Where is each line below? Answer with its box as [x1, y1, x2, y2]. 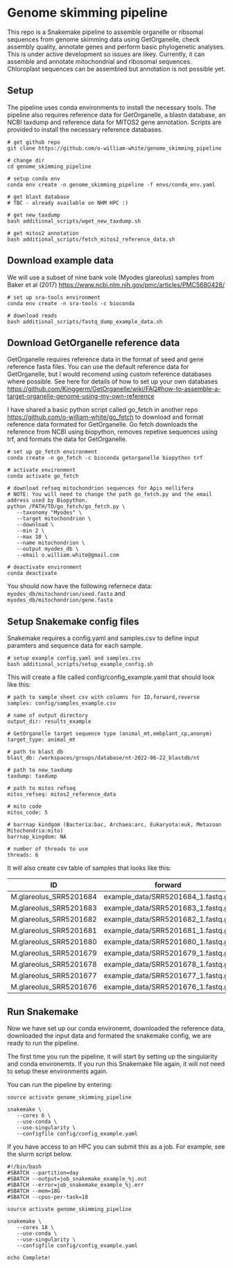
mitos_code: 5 [7, 809, 49, 816]
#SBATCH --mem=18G [7, 1188, 60, 1194]
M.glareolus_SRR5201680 [10, 937, 97, 947]
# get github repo [7, 139, 60, 146]
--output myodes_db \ [16, 546, 79, 553]
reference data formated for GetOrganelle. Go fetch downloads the [7, 420, 198, 429]
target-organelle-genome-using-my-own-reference [7, 392, 155, 400]
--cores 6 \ [16, 1112, 51, 1119]
